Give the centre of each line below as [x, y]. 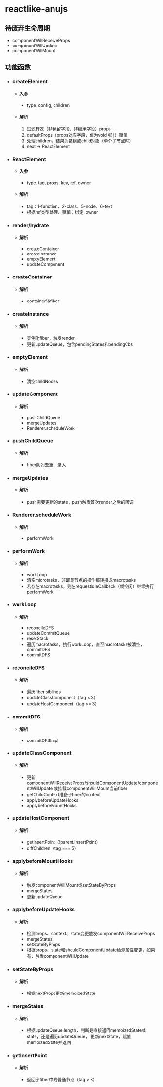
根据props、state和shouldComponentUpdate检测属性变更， [87, 950]
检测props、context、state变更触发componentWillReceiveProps [91, 934]
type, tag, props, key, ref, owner [59, 183]
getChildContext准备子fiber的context [64, 794]
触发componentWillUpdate [62, 956]
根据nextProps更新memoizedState [61, 993]
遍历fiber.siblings [44, 692]
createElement [30, 82]
